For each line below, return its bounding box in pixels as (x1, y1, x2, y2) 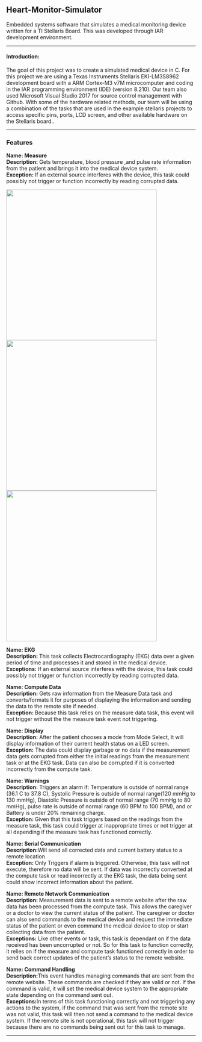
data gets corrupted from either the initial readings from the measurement (6, 753, 189, 760)
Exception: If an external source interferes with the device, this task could (6, 171, 189, 178)
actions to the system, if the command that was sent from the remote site (6, 1004, 188, 1011)
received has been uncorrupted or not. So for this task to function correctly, (6, 941, 194, 949)
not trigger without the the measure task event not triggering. (6, 716, 158, 723)
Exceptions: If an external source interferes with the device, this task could (6, 666, 193, 673)
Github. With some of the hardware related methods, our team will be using (6, 99, 192, 106)
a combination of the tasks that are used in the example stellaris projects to (6, 105, 192, 112)
